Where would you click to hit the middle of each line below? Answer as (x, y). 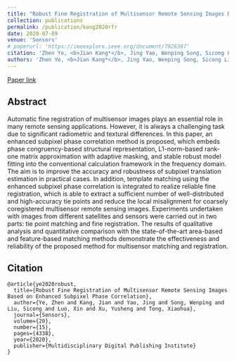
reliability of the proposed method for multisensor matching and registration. (118, 246)
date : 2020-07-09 (33, 33)
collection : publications (45, 20)
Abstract (27, 102)
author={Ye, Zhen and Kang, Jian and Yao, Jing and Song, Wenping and (119, 303)
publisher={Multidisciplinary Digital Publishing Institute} (105, 346)
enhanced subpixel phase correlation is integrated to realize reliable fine (112, 186)
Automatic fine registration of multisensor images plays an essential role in (115, 119)
